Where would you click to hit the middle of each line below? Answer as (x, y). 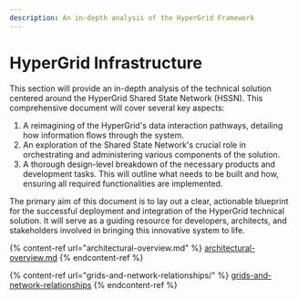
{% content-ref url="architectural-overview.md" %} (106, 248)
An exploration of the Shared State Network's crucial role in (134, 144)
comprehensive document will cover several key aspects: (117, 108)
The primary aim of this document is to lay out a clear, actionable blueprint (149, 201)
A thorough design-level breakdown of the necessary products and (149, 164)
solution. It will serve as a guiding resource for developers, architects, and (148, 221)
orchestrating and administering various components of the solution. (151, 154)
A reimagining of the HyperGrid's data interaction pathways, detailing (153, 125)
